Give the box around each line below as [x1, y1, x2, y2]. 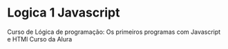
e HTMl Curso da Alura [7, 35, 73, 43]
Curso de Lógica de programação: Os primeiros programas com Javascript [7, 28, 221, 36]
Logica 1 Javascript [7, 5, 120, 21]
